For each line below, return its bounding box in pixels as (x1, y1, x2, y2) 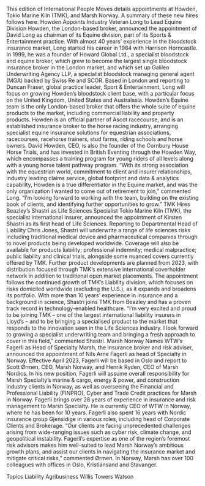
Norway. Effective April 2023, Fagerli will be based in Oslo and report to (6, 357, 187, 364)
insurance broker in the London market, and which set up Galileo (6, 64, 170, 71)
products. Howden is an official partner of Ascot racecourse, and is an (6, 116, 184, 123)
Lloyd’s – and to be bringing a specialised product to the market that (6, 318, 178, 325)
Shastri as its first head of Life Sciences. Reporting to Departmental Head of (6, 220, 198, 227)
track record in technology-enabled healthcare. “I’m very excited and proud (6, 305, 197, 312)
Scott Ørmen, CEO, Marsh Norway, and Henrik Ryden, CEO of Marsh (6, 363, 179, 370)
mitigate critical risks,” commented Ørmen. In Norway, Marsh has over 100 (6, 455, 194, 461)
